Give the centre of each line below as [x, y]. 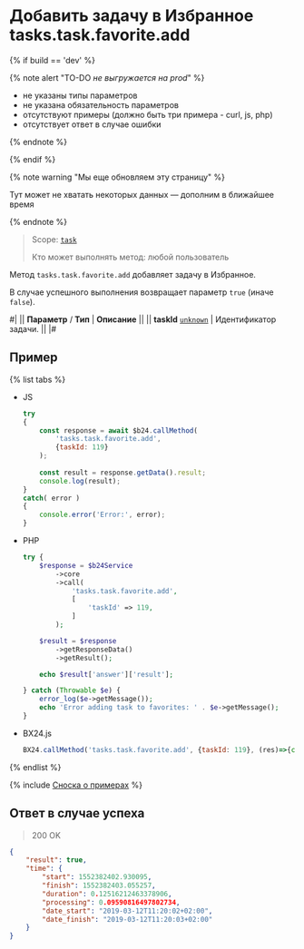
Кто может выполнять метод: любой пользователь [130, 257]
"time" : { [44, 869]
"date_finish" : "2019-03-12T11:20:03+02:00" [127, 919]
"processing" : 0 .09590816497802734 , [111, 902]
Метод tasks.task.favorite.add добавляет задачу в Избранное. [133, 274]
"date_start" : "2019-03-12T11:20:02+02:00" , [127, 911]
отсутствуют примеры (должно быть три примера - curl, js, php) [147, 114]
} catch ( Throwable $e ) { [71, 690]
